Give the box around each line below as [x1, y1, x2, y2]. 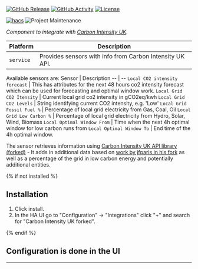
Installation [6, 190, 48, 200]
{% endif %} [6, 229, 37, 236]
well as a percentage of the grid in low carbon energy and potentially [6, 155, 174, 162]
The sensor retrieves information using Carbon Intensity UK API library [6, 142, 177, 150]
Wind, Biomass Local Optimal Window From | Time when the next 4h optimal [6, 118, 190, 125]
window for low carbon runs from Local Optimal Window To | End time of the [6, 125, 191, 132]
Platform [9, 42, 34, 50]
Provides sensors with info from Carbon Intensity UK [39, 52, 185, 60]
